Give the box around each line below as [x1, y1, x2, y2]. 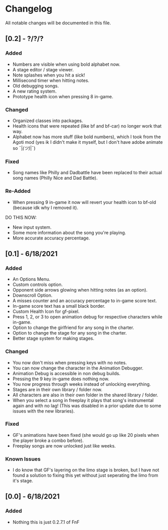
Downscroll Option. [12, 292, 53, 299]
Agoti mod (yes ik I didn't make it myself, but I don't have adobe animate [12, 139, 163, 145]
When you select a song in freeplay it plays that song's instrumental [12, 397, 154, 403]
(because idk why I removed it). [12, 205, 78, 211]
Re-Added [5, 188, 31, 195]
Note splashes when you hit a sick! [12, 72, 85, 78]
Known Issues [5, 455, 41, 462]
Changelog [5, 3, 52, 15]
